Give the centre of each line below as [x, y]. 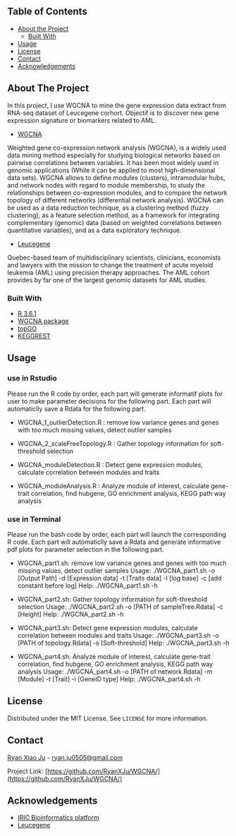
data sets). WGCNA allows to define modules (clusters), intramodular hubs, [116, 177]
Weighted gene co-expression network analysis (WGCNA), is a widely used [117, 147]
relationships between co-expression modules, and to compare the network [117, 193]
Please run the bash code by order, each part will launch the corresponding [117, 534]
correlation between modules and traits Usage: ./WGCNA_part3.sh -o [118, 635]
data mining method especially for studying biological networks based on [114, 155]
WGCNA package [43, 321]
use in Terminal [34, 519]
